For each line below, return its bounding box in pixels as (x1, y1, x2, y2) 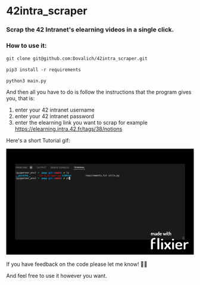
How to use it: (6, 42, 47, 50)
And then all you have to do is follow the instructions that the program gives (6, 88, 192, 96)
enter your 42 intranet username (14, 106, 95, 114)
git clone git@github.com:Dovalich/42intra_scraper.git (6, 55, 148, 62)
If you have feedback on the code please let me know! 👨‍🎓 (6, 261, 148, 268)
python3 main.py (6, 78, 46, 84)
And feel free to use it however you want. (6, 272, 107, 279)
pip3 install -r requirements (6, 67, 82, 73)
